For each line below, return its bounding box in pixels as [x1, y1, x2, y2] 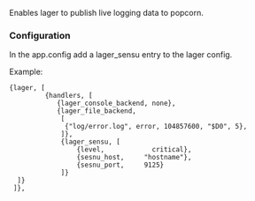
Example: [9, 66, 43, 78]
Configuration [9, 29, 71, 41]
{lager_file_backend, [56, 107, 137, 115]
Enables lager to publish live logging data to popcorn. [9, 8, 204, 18]
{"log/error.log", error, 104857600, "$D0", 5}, [65, 123, 248, 131]
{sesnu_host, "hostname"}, [76, 153, 192, 162]
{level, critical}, [76, 145, 192, 154]
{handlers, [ [44, 92, 93, 100]
